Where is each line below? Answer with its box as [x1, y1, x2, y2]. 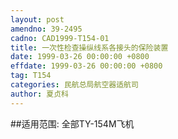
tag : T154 [10, 71, 52, 81]
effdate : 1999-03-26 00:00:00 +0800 [10, 61, 163, 71]
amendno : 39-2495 [10, 24, 83, 34]
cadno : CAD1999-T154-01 [10, 33, 110, 43]
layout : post [10, 14, 65, 25]
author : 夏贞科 [10, 89, 69, 99]
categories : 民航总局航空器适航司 [10, 80, 139, 90]
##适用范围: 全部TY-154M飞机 [10, 117, 135, 130]
